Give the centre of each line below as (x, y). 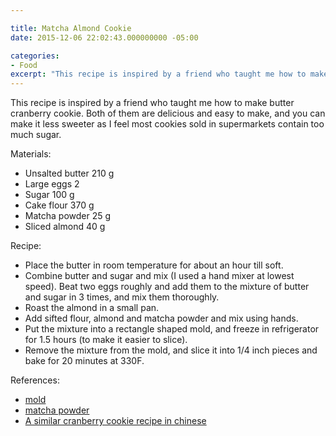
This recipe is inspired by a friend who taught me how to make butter (152, 103)
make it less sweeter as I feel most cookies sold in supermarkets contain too (167, 124)
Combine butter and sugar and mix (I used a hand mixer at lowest (159, 276)
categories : (35, 56)
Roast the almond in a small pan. (92, 308)
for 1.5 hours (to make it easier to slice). (106, 340)
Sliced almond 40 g (65, 227)
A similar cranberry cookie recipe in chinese (115, 421)
